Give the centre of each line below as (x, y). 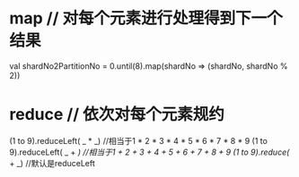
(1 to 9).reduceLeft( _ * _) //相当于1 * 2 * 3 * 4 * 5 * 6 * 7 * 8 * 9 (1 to (138, 140)
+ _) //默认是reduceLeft (53, 163)
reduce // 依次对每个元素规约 (117, 115)
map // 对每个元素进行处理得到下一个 (146, 18)
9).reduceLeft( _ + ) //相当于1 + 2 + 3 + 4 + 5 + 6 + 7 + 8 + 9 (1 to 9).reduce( (149, 152)
